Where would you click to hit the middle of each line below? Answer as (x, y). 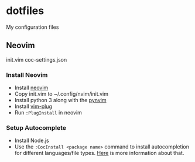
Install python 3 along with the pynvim (60, 100)
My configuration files (32, 27)
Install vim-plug (33, 106)
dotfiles (25, 11)
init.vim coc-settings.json (37, 59)
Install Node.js (32, 141)
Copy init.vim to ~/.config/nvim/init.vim (61, 94)
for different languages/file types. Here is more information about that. (99, 153)
